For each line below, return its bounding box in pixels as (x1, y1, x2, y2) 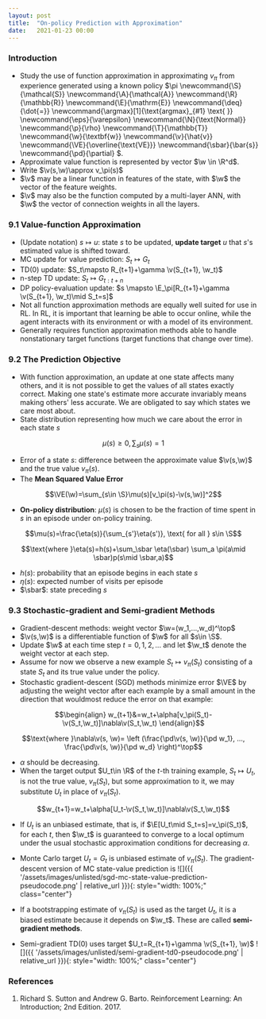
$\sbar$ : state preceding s (19, 585, 107, 595)
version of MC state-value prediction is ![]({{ (48, 864, 194, 873)
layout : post (8, 11, 52, 20)
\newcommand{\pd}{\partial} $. (19, 149, 124, 158)
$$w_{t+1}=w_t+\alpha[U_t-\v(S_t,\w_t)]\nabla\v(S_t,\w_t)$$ (37, 804, 230, 814)
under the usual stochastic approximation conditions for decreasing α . (19, 838, 250, 848)
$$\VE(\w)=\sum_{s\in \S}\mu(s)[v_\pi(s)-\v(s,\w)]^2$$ (44, 490, 222, 500)
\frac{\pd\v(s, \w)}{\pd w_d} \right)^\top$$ (64, 742, 203, 752)
